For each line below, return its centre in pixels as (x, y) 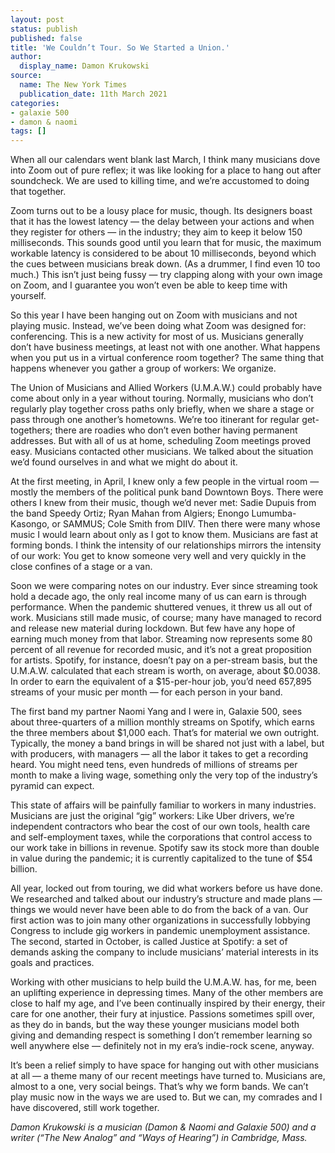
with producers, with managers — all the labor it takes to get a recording (159, 754)
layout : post (37, 19)
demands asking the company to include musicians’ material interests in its (164, 952)
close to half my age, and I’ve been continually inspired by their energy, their (168, 1003)
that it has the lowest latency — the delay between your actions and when (162, 222)
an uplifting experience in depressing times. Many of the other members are (167, 993)
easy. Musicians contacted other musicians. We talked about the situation (162, 452)
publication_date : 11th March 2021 (93, 94)
